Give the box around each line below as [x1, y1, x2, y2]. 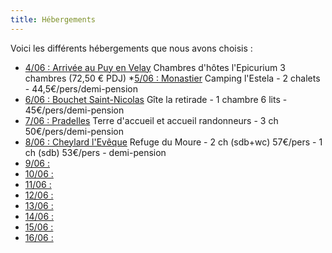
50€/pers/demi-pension [24, 125, 125, 137]
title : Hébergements [10, 14, 97, 25]
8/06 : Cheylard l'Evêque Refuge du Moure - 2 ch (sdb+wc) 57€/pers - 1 [24, 136, 323, 148]
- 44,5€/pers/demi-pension [24, 82, 139, 95]
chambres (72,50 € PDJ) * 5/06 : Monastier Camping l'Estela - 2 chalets [24, 72, 321, 84]
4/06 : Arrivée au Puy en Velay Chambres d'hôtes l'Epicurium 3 [24, 61, 286, 73]
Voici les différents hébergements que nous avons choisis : [10, 42, 253, 54]
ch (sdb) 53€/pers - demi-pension [24, 146, 167, 158]
